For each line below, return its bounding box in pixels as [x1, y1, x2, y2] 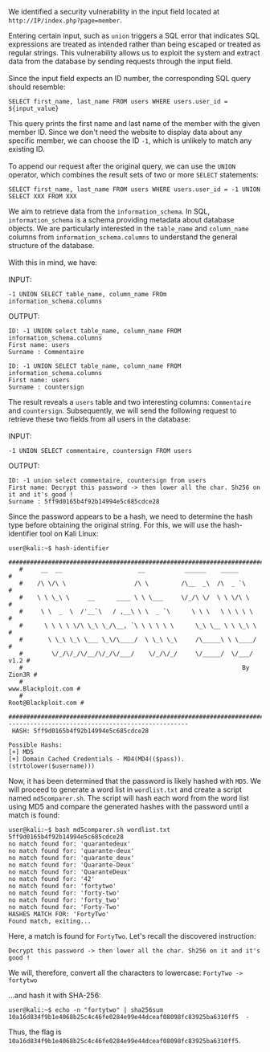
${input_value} [8, 104, 59, 112]
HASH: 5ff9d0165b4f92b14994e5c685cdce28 [11, 727, 149, 735]
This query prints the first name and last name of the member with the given [8, 119, 260, 128]
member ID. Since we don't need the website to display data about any [8, 128, 243, 137]
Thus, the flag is [8, 1027, 62, 1037]
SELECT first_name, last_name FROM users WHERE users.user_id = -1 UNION [8, 186, 261, 194]
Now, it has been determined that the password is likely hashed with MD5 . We [8, 777, 261, 785]
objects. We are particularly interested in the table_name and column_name [8, 224, 249, 233]
